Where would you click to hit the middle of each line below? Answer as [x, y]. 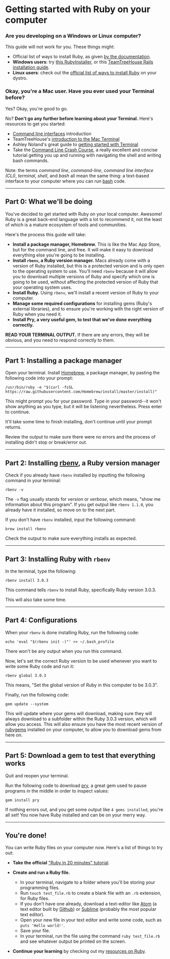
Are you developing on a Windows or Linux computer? [73, 36]
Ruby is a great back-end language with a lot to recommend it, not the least [84, 219]
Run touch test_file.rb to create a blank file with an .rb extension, [91, 893]
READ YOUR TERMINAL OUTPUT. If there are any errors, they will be [77, 334]
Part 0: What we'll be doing [49, 202]
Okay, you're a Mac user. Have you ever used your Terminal [80, 91]
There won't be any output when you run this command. [64, 651]
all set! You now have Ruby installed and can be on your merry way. [76, 815]
